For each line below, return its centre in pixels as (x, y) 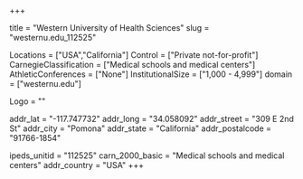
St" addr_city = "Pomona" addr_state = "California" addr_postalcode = (141, 128)
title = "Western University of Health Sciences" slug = (109, 28)
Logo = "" (28, 101)
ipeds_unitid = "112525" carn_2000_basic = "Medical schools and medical (147, 155)
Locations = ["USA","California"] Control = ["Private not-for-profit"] (134, 55)
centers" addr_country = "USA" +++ (77, 165)
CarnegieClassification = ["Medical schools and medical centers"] (133, 65)
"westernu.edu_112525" (53, 38)
